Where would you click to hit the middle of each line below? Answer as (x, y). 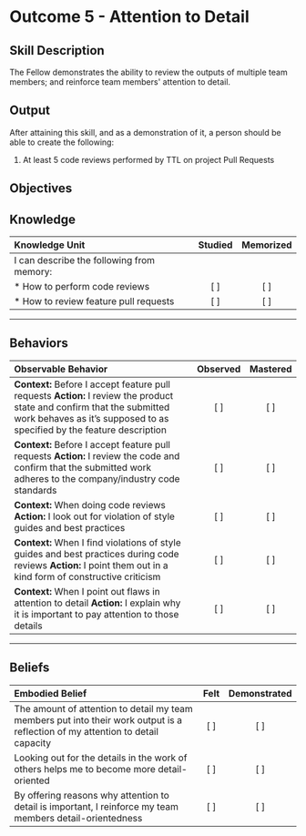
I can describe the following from (85, 260)
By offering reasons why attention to (92, 795)
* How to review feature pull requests (94, 301)
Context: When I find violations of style (98, 542)
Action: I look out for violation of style (95, 516)
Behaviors (39, 343)
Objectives (41, 189)
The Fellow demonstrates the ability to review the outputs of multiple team (149, 72)
